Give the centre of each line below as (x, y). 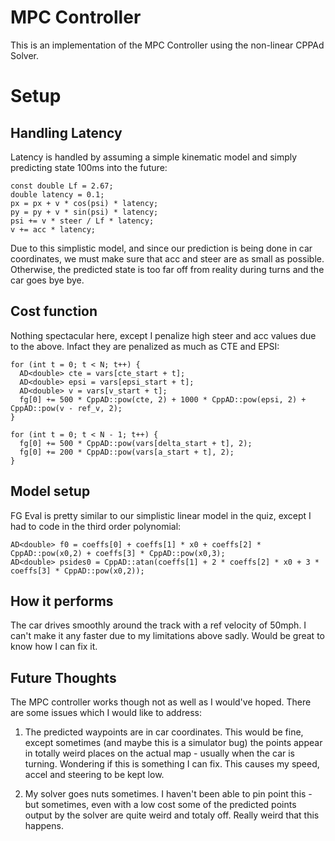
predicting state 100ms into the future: (89, 167)
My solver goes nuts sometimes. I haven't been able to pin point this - (168, 794)
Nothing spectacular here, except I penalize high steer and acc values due (163, 335)
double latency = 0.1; (57, 194)
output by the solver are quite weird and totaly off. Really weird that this (172, 815)
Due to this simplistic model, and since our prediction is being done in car (161, 248)
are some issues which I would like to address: (106, 713)
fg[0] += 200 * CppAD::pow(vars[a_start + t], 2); (127, 452)
